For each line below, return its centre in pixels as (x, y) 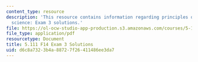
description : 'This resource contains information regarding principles (97, 17)
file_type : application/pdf (41, 34)
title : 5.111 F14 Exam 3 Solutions (50, 45)
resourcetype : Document (35, 39)
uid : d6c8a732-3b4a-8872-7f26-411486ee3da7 (60, 50)
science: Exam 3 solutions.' (47, 22)
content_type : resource (35, 12)
